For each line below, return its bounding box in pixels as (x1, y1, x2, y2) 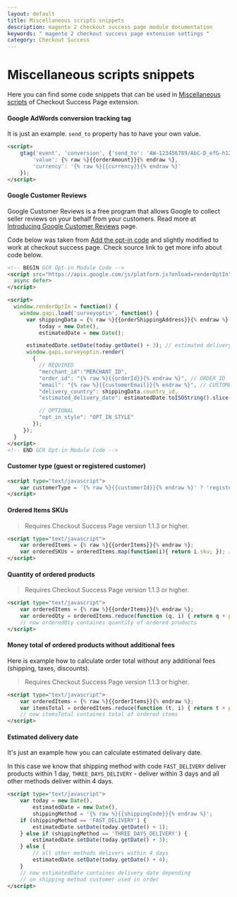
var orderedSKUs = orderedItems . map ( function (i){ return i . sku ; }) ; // (20, 548, 235, 556)
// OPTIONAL (38, 407, 74, 415)
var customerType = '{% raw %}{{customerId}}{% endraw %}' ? (20, 484, 203, 491)
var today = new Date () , (20, 798, 93, 805)
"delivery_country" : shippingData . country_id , (38, 388, 178, 395)
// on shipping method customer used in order (20, 876, 159, 883)
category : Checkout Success (7, 37, 90, 44)
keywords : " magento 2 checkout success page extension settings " (7, 30, 210, 37)
